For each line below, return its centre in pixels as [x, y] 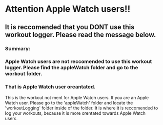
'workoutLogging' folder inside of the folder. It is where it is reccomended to [81, 108]
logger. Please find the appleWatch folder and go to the [71, 68]
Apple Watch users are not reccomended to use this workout [79, 62]
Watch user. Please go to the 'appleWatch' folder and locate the [69, 103]
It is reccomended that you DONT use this [70, 27]
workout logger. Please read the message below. [81, 34]
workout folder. [24, 74]
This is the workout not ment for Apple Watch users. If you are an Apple [77, 97]
